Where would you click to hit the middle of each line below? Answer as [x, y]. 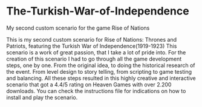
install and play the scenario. [42, 97]
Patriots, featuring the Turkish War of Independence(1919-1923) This [92, 46]
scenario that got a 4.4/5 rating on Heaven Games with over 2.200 [89, 84]
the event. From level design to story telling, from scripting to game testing [99, 71]
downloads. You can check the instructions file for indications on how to [96, 91]
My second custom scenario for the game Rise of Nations [78, 28]
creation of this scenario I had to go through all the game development [94, 59]
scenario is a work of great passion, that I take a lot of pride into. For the [96, 52]
